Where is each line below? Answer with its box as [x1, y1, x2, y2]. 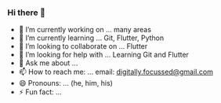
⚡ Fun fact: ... [18, 87, 62, 97]
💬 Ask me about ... [18, 58, 78, 68]
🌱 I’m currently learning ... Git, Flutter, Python [18, 33, 165, 42]
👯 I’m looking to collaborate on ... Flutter [18, 42, 148, 51]
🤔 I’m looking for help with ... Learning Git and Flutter [18, 50, 190, 60]
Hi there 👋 [7, 7, 46, 18]
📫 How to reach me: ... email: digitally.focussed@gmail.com [18, 67, 213, 77]
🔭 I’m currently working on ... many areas [18, 25, 152, 35]
